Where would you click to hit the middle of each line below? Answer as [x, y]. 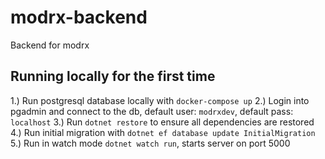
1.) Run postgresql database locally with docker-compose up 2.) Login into [160, 100]
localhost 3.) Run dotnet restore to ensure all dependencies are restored [162, 122]
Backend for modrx [50, 45]
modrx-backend [79, 17]
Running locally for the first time [113, 76]
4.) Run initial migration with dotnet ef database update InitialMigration [163, 132]
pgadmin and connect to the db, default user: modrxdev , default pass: [152, 111]
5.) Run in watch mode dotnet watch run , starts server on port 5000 [150, 143]
